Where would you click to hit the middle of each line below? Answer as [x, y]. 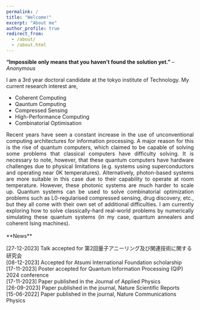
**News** [19, 235]
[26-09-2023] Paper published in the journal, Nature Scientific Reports [93, 287]
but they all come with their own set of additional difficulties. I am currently [100, 204]
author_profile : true [33, 28]
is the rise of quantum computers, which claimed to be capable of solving [100, 147]
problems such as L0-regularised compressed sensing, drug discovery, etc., [100, 198]
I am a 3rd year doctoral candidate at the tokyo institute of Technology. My [98, 80]
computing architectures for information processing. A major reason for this [100, 141]
